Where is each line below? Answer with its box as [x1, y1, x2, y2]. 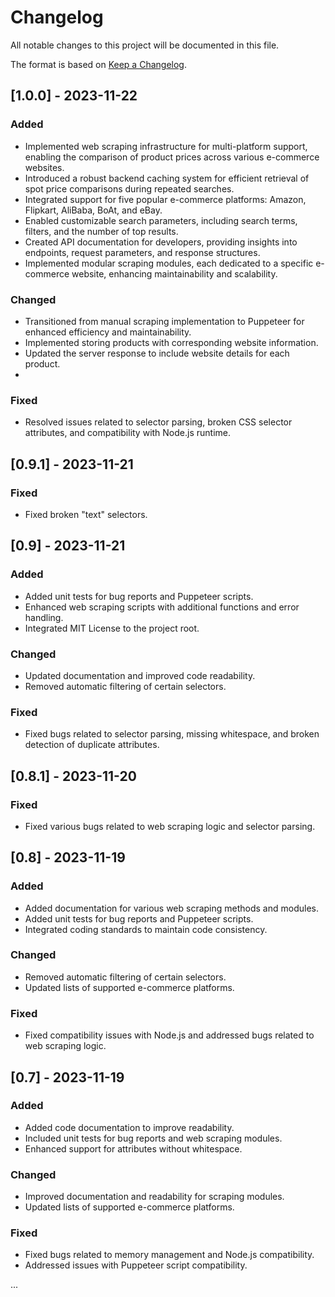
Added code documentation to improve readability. [24, 1121, 235, 1133]
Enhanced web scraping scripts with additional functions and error [24, 601, 300, 613]
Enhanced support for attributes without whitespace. [24, 1142, 243, 1155]
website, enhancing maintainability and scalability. [71, 267, 278, 280]
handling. [24, 611, 64, 623]
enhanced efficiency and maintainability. [24, 326, 192, 338]
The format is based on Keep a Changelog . [10, 58, 187, 70]
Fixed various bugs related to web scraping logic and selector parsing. [24, 820, 316, 832]
